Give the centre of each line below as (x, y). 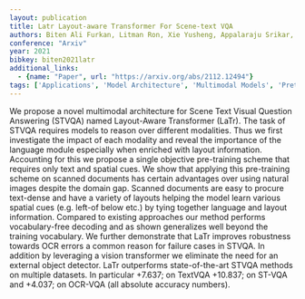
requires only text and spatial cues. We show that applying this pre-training (150, 169)
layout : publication (49, 18)
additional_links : (44, 69)
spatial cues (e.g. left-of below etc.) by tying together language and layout (148, 207)
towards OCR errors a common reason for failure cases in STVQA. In (137, 246)
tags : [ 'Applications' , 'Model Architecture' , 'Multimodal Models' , (142, 85)
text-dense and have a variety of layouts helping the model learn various (145, 198)
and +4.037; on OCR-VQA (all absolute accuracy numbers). (120, 284)
